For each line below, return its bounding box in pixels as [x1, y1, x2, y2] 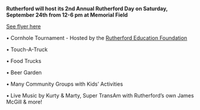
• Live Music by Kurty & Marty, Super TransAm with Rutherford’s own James [6, 92, 194, 99]
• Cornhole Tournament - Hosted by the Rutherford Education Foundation [6, 34, 187, 41]
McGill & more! [6, 98, 43, 105]
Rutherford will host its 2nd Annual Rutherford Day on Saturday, [6, 5, 168, 12]
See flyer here [6, 23, 41, 30]
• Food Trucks [6, 58, 42, 64]
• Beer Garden [6, 69, 42, 76]
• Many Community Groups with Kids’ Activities [6, 80, 124, 87]
